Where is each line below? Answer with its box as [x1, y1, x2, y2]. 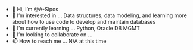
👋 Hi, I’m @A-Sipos [11, 6, 58, 12]
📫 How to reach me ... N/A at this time [11, 37, 107, 45]
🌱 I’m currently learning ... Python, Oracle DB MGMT [11, 24, 140, 32]
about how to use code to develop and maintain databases [11, 18, 156, 25]
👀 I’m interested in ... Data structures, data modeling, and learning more [11, 12, 188, 19]
